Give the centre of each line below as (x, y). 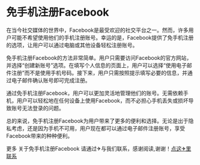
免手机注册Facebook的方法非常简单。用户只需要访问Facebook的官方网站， (99, 58)
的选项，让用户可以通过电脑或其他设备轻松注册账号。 (72, 45)
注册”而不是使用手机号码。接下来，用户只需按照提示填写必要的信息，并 (99, 73)
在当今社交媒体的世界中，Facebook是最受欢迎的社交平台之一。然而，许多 (97, 30)
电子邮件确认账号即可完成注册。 (51, 80)
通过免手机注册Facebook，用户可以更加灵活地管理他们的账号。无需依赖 (95, 93)
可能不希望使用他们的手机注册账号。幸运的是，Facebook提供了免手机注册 (102, 37)
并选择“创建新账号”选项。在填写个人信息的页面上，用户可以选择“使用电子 (97, 65)
